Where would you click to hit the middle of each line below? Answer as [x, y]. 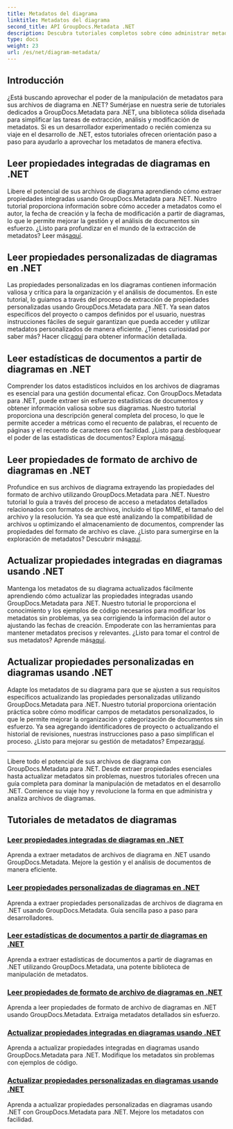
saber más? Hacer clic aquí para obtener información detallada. [97, 336]
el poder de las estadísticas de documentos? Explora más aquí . [96, 438]
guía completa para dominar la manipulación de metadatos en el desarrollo [114, 783]
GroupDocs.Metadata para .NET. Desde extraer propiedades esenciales [110, 768]
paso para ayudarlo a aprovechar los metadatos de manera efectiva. [105, 141]
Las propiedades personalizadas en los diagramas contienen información [112, 285]
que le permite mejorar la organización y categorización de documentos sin [115, 719]
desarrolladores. [31, 918]
